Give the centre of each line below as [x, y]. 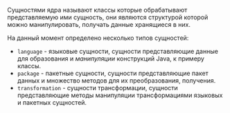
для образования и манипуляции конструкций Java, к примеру [110, 59]
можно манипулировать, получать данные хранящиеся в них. [99, 24]
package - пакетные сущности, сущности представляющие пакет [113, 73]
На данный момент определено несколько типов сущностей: [98, 38]
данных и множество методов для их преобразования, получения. [116, 81]
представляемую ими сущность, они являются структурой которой [108, 17]
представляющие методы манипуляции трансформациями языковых [120, 95]
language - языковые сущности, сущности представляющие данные [117, 51]
